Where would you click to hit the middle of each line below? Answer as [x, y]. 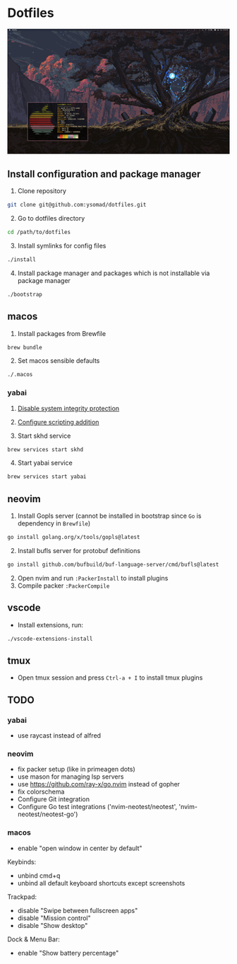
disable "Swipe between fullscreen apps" [78, 910]
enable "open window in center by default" [80, 848]
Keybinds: [22, 861]
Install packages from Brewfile [62, 333]
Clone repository [42, 191]
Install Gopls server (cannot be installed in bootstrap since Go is [109, 516]
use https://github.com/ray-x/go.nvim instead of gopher [99, 784]
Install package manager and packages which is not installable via [114, 273]
